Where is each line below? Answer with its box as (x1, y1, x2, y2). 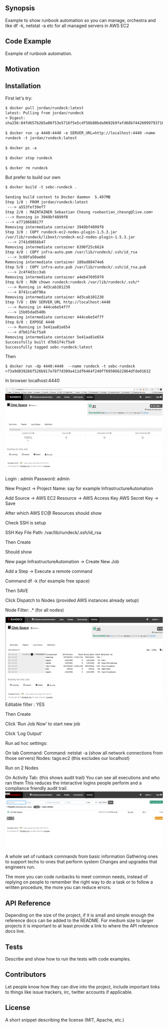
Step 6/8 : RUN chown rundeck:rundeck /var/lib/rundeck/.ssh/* (5, 280, 140, 285)
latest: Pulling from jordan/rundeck (5, 110, 84, 116)
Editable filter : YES (5, 701, 45, 707)
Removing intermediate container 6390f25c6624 (5, 245, 104, 250)
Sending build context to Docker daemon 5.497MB (5, 195, 111, 200)
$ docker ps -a (5, 145, 37, 151)
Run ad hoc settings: (5, 740, 47, 746)
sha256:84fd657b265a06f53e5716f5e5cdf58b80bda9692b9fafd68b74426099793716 (5, 120, 164, 126)
